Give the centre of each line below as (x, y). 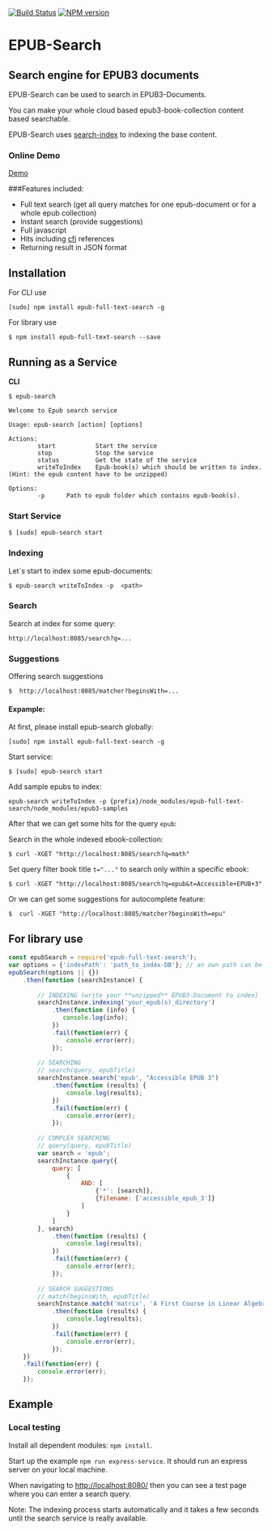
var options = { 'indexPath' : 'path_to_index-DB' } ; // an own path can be (136, 965)
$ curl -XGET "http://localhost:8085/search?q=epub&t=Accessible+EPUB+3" (136, 884)
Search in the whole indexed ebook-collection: (86, 839)
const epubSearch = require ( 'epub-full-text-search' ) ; (103, 957)
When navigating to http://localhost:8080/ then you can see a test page (127, 1485)
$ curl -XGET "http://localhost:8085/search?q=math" (99, 855)
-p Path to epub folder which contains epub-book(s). (139, 495)
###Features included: (46, 189)
